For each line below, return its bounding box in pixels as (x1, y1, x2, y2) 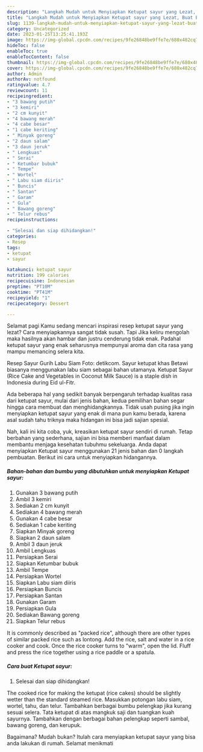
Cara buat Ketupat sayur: (7, 663, 73, 670)
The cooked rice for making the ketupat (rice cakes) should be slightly (7, 690, 181, 697)
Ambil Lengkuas (15, 547, 56, 554)
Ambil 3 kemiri (15, 496, 52, 503)
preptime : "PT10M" (7, 284, 53, 290)
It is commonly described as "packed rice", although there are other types (7, 629, 191, 637)
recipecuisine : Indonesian (7, 278, 75, 284)
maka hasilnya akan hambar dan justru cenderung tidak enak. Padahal (7, 335, 181, 342)
